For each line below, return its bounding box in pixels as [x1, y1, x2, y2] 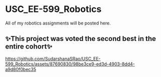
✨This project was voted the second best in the [5, 34, 156, 43]
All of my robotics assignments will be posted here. [5, 20, 111, 26]
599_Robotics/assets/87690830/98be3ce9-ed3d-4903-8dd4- [5, 61, 135, 67]
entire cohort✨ [5, 42, 53, 51]
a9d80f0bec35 [5, 66, 37, 72]
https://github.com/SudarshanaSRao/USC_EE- [5, 55, 101, 61]
